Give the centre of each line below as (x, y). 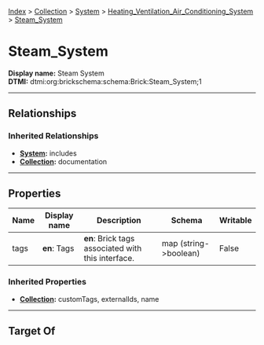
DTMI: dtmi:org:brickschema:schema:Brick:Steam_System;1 (105, 81)
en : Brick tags (109, 239)
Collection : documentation (63, 161)
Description (119, 221)
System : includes (48, 153)
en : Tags (58, 248)
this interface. (109, 259)
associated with (113, 248)
